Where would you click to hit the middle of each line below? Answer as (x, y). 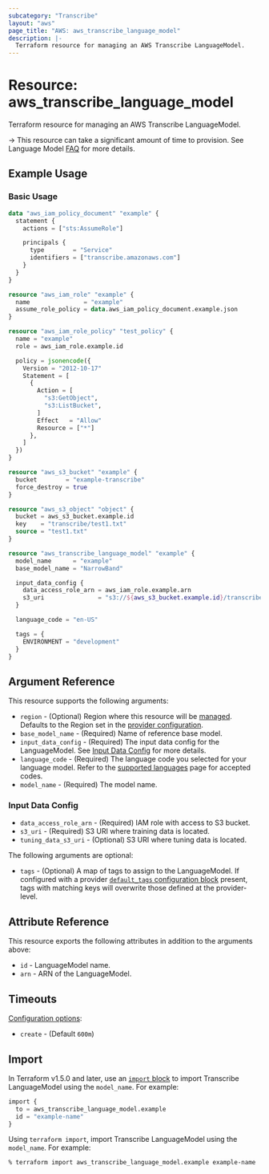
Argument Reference (62, 682)
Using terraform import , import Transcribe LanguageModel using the (123, 1139)
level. (29, 896)
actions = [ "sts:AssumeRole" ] (73, 228)
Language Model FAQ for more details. (72, 148)
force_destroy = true (52, 487)
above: (20, 950)
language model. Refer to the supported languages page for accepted (135, 768)
